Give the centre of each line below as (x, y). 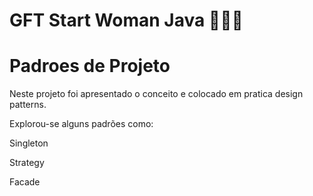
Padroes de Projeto (90, 66)
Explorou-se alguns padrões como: (81, 124)
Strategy (27, 163)
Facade (25, 182)
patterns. (28, 105)
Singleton (29, 143)
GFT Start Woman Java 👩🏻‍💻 (126, 20)
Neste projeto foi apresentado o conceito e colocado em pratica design (156, 94)
